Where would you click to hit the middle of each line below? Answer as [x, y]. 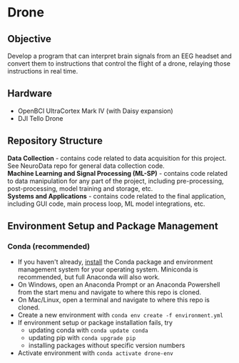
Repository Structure [55, 141]
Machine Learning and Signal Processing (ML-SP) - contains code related [118, 173]
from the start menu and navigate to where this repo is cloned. [110, 292]
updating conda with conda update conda [88, 330]
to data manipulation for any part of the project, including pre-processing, [116, 181]
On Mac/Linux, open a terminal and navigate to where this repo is [114, 300]
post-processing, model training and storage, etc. [80, 188]
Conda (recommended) [49, 246]
